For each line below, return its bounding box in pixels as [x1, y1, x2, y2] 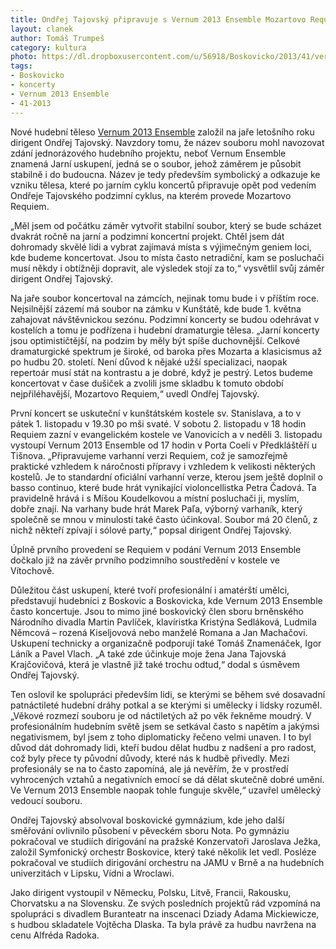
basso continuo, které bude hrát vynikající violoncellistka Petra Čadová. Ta [10, 481, 317, 493]
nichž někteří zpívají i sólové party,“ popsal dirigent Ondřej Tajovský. [10, 524, 292, 536]
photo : [10, 52, 38, 62]
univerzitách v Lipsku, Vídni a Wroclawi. [10, 867, 175, 879]
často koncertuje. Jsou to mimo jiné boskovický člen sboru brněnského [10, 605, 304, 617]
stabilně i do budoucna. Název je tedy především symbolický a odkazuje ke [10, 168, 321, 180]
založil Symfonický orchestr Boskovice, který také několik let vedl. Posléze [10, 846, 317, 858]
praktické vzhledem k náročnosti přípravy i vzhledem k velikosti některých [10, 460, 316, 472]
